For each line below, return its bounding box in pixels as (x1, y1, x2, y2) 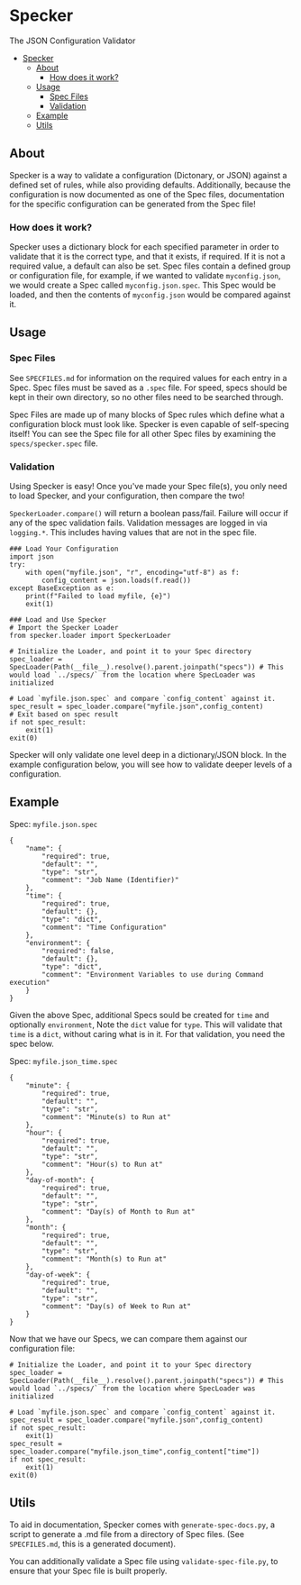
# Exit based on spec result (9, 710, 119, 719)
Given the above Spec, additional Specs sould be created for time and (9, 1009, 269, 1020)
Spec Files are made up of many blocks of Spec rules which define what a (9, 409, 286, 420)
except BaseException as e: (9, 584, 115, 593)
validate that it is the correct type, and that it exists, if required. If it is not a (9, 251, 286, 262)
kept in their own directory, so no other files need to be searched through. (9, 391, 284, 402)
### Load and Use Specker (9, 615, 106, 624)
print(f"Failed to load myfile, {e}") (25, 592, 171, 601)
